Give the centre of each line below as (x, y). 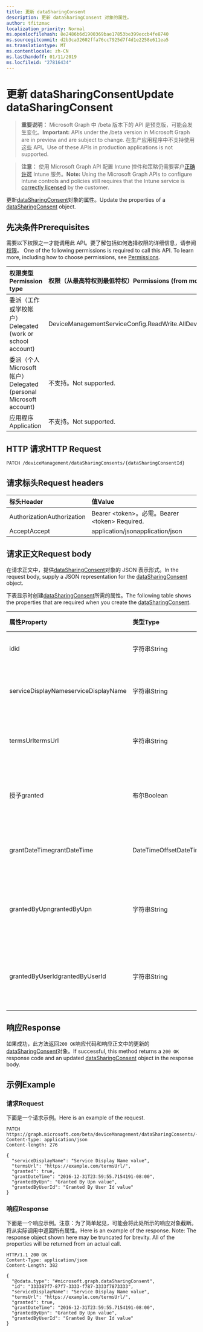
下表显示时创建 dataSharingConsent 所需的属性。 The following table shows (99, 595)
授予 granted (27, 795)
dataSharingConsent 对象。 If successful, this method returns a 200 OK (93, 1051)
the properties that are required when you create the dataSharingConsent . (99, 602)
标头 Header (26, 501)
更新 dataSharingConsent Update (90, 94)
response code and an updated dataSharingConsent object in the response (100, 1058)
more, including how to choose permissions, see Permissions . (83, 257)
